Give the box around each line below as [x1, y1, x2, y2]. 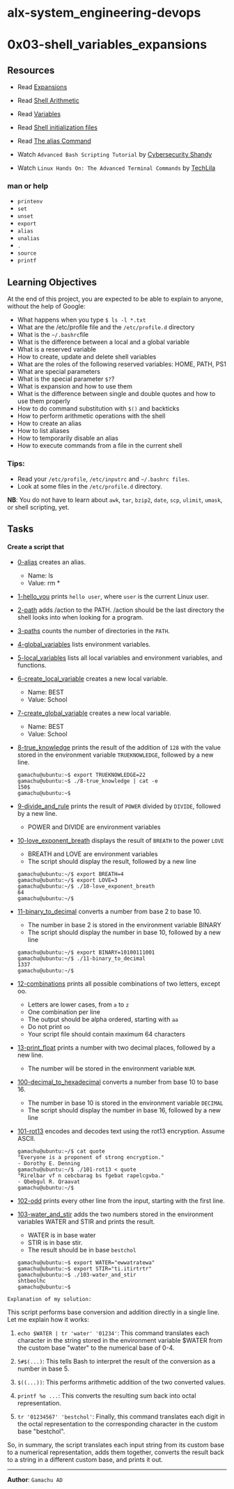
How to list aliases [17, 427, 70, 435]
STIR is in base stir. [27, 1238, 83, 1247]
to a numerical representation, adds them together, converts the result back [7, 1448, 224, 1456]
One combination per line [27, 1008, 101, 1016]
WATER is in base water [27, 1231, 96, 1240]
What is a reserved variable [17, 345, 96, 354]
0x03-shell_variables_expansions [7, 37, 208, 53]
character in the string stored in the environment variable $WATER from [17, 1337, 223, 1345]
